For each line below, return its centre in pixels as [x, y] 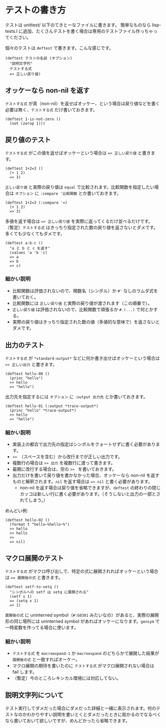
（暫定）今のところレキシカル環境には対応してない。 [67, 678]
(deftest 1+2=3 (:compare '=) [36, 202]
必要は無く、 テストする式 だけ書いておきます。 [51, 109]
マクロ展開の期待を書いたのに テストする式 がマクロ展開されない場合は [83, 666]
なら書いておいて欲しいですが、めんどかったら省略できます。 [68, 721]
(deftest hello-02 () [28, 520]
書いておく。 [25, 297]
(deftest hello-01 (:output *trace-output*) [52, 406]
